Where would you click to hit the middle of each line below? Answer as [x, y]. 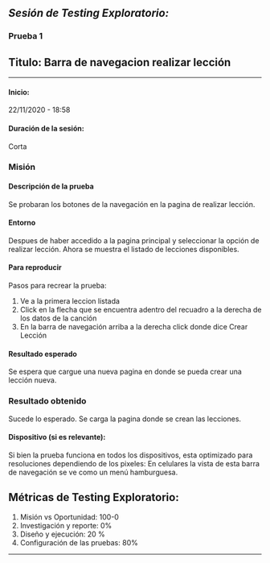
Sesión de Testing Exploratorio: [89, 13]
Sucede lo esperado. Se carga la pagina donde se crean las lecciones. [125, 419]
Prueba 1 [26, 36]
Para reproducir [35, 267]
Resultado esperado [43, 354]
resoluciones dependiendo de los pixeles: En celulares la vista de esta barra [134, 463]
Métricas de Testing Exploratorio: [94, 497]
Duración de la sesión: [46, 128]
